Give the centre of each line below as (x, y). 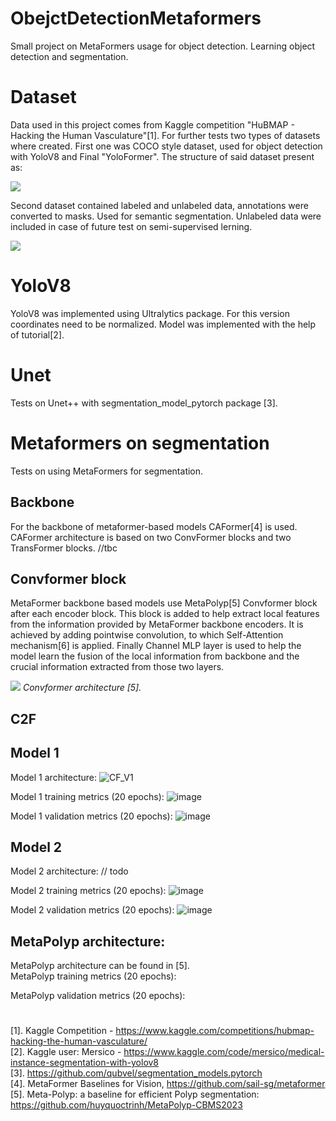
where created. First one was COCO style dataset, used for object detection (166, 146)
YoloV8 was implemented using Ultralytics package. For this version (150, 313)
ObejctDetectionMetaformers (136, 18)
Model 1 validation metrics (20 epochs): (91, 816)
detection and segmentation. (69, 56)
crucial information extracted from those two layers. (117, 667)
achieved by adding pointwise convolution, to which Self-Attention (147, 635)
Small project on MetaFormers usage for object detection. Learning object (163, 46)
